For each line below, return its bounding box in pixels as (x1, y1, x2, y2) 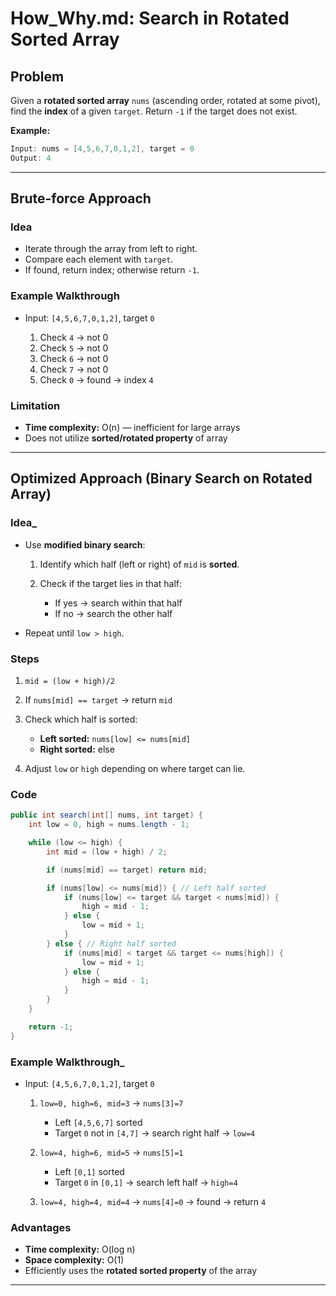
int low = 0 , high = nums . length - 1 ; (28, 820, 190, 830)
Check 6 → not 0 (39, 352, 109, 364)
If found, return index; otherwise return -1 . (24, 264, 200, 276)
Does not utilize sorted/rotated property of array (24, 432, 228, 444)
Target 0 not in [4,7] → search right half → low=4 (54, 1127, 256, 1139)
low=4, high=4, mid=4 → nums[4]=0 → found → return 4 (39, 1195, 267, 1207)
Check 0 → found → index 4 (39, 373, 154, 386)
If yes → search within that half (54, 597, 183, 609)
